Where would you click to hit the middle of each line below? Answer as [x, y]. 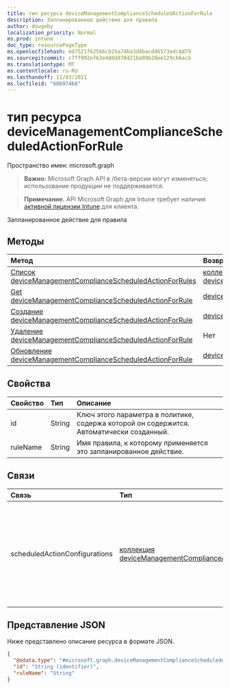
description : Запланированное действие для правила [82, 20]
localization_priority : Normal [52, 33]
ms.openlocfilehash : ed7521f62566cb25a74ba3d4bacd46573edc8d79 [99, 52]
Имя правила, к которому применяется [142, 442]
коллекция [137, 549]
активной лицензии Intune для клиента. [81, 207]
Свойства [29, 384]
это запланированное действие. [130, 451]
